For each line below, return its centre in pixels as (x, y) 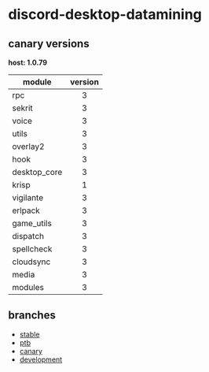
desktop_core (37, 172)
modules (28, 287)
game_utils (32, 223)
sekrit (22, 108)
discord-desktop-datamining (105, 15)
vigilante (28, 197)
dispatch (28, 236)
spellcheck (32, 249)
